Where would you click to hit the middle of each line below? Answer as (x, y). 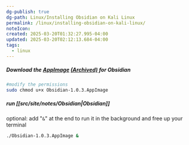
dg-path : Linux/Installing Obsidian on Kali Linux (71, 17)
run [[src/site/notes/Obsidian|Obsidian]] (58, 104)
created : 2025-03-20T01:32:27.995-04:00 (57, 34)
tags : (13, 46)
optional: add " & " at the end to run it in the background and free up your (94, 119)
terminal (16, 125)
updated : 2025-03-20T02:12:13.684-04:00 (57, 40)
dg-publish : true (28, 12)
